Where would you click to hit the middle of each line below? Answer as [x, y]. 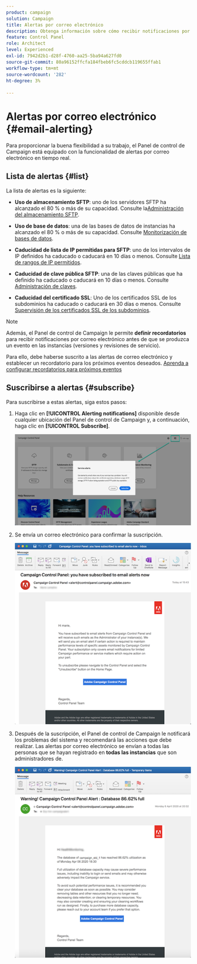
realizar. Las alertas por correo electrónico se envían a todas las [92, 746]
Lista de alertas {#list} [47, 176]
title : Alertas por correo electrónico [55, 25]
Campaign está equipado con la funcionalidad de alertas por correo [88, 152]
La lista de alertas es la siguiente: [46, 191]
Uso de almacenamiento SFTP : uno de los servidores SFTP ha [90, 202]
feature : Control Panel [35, 37]
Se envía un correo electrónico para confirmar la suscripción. [89, 535]
